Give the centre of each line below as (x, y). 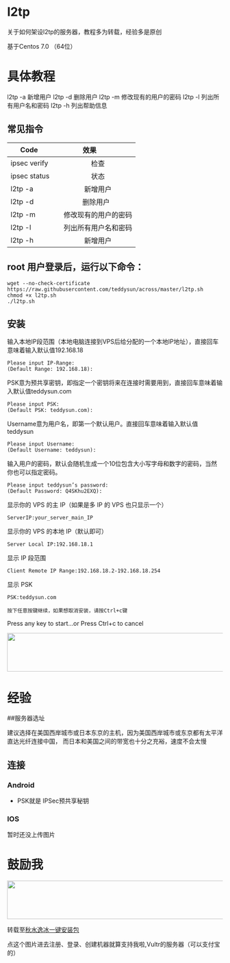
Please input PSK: (33, 404)
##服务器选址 (26, 718)
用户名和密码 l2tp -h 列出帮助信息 (60, 105)
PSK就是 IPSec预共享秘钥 (53, 801)
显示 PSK (20, 585)
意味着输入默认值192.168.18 (45, 350)
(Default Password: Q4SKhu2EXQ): (55, 491)
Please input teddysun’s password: (58, 485)
